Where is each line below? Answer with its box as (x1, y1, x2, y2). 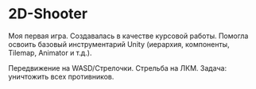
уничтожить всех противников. (8, 72, 114, 81)
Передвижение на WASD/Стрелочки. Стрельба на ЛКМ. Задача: (8, 63, 227, 72)
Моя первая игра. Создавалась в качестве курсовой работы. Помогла (8, 31, 249, 41)
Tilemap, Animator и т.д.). (8, 48, 92, 57)
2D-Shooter (8, 5, 88, 23)
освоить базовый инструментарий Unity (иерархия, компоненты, (8, 39, 230, 48)
